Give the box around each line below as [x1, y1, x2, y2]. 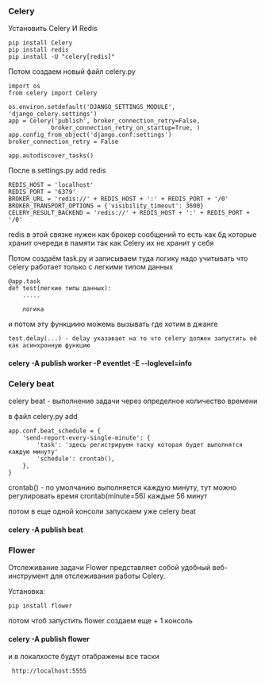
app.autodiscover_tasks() [8, 152, 94, 160]
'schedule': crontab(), [36, 455, 115, 463]
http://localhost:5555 [11, 667, 87, 675]
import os [8, 82, 41, 91]
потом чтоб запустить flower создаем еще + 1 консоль [8, 616, 193, 626]
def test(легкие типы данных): [8, 285, 112, 293]
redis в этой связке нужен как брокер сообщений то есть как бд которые [8, 230, 257, 239]
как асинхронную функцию [8, 342, 90, 350]
